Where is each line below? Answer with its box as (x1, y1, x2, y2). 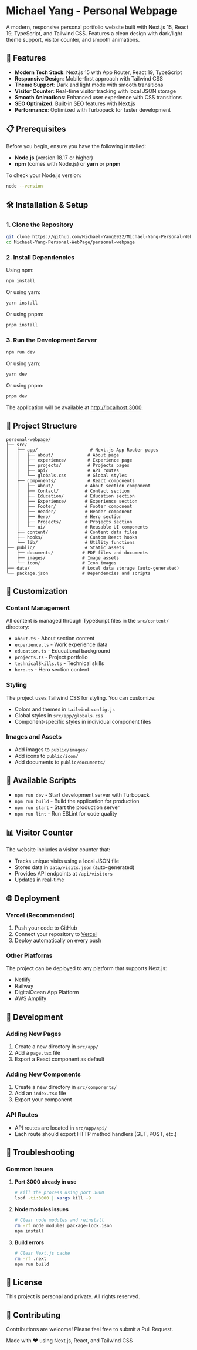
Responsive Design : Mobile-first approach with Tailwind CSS (14, 75, 163, 82)
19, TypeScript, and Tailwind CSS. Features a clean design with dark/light (6, 29, 183, 36)
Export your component (14, 1096, 72, 1103)
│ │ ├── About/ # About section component (6, 483, 151, 489)
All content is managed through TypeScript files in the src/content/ (6, 617, 169, 624)
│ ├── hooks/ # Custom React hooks (6, 534, 138, 540)
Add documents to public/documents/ (14, 758, 106, 766)
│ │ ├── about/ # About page (6, 452, 119, 458)
